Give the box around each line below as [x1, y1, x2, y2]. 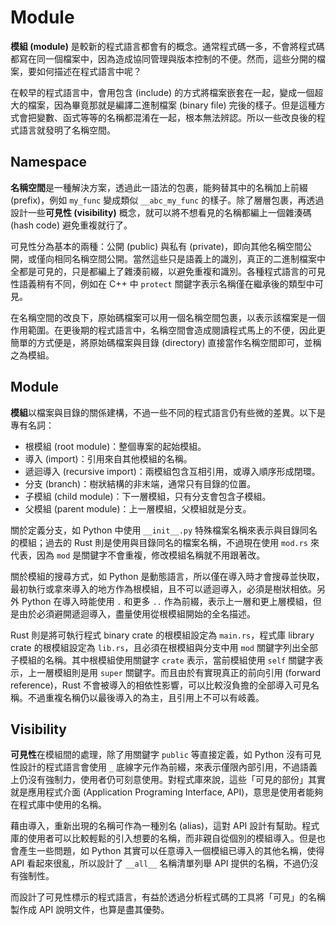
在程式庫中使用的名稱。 [10, 799, 107, 811]
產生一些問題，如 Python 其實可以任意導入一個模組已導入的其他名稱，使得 [18, 845, 325, 857]
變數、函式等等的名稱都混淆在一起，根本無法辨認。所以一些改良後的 [36, 111, 317, 123]
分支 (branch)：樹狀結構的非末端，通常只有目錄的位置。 [24, 477, 257, 490]
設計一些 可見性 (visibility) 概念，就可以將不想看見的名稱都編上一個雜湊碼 [10, 206, 312, 218]
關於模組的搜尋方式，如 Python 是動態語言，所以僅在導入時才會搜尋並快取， [10, 570, 325, 582]
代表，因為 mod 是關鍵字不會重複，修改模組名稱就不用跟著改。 [10, 549, 266, 561]
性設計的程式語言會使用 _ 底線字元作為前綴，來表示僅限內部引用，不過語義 [10, 761, 318, 773]
